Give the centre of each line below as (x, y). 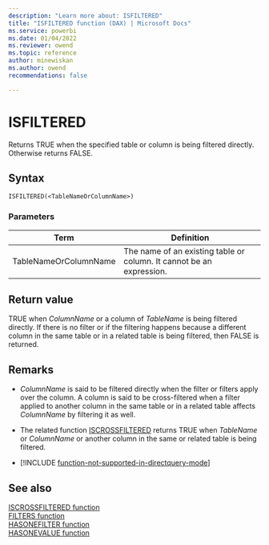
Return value (41, 300)
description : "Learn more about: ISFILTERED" (85, 16)
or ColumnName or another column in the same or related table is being (139, 439)
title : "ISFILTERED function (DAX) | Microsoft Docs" (100, 23)
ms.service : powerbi (43, 31)
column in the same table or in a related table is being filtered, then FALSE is (134, 336)
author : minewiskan (41, 61)
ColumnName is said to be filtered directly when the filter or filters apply (139, 389)
